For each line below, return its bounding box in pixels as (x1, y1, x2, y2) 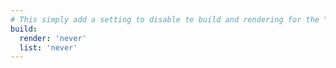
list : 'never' (19, 42, 78, 53)
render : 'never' (19, 33, 87, 43)
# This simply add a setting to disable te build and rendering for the (10, 14, 320, 25)
